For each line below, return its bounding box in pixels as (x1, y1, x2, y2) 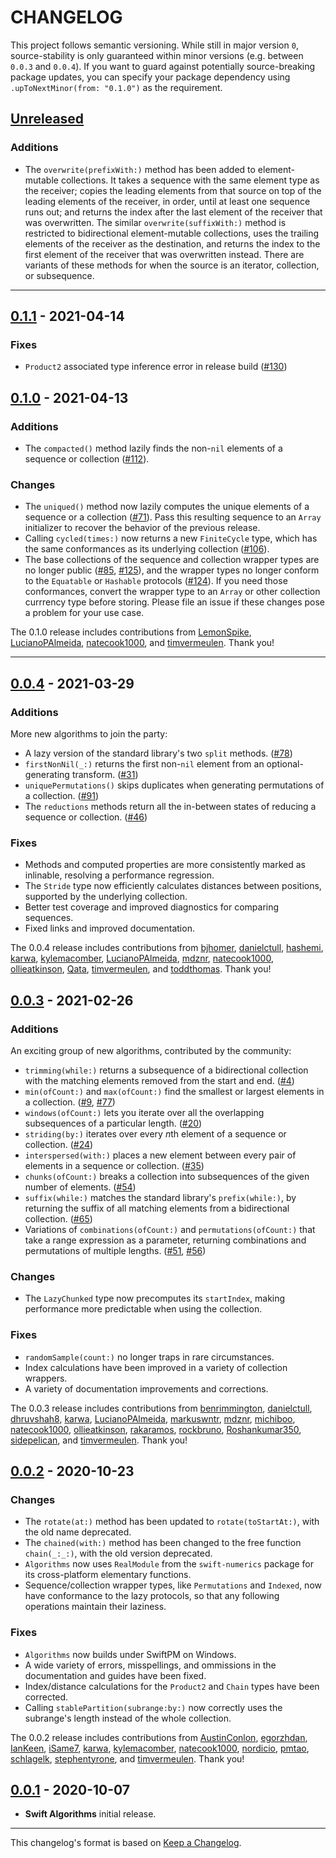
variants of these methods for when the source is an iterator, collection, (24, 259, 320, 271)
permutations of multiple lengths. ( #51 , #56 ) (24, 1244, 207, 1256)
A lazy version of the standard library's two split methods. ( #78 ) (24, 747, 293, 759)
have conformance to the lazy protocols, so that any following (24, 1590, 280, 1602)
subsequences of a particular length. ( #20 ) (24, 1117, 203, 1129)
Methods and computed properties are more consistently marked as (24, 859, 306, 871)
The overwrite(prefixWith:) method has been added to (24, 163, 256, 175)
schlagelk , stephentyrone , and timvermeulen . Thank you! (10, 1752, 245, 1765)
